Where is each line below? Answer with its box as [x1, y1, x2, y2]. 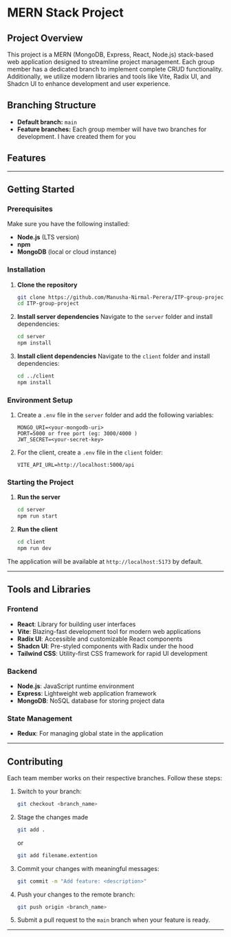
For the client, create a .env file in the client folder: [16, 448, 164, 456]
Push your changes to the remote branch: [16, 890, 135, 899]
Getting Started [7, 184, 75, 195]
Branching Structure [7, 100, 96, 111]
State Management [7, 714, 73, 723]
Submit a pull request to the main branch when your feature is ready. [16, 916, 211, 924]
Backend [7, 666, 38, 676]
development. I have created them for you [16, 132, 136, 140]
